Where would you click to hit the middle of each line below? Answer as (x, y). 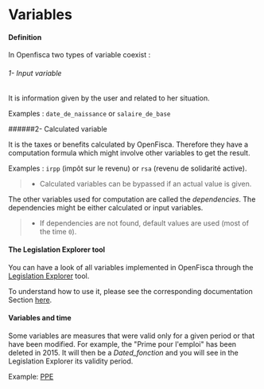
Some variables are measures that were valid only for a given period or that (132, 336)
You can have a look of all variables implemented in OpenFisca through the (131, 267)
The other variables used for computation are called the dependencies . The (132, 199)
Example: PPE (31, 377)
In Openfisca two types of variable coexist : (80, 55)
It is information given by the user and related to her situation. (109, 98)
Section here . (30, 300)
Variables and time (40, 318)
